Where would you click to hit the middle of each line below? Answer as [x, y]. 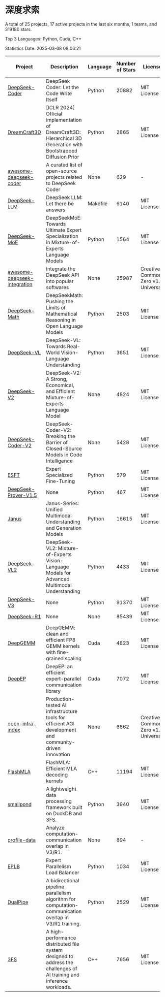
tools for [55, 717]
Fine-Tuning [60, 481]
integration [20, 284]
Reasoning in [61, 320]
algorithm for [61, 899]
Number [126, 64]
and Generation [64, 528]
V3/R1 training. [63, 924]
